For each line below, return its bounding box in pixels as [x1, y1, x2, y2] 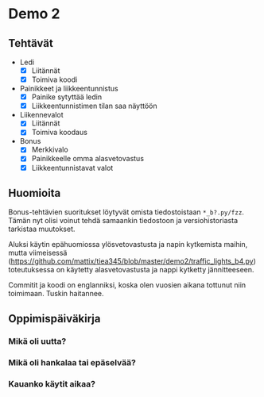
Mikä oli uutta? [8, 335, 67, 346]
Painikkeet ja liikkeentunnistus [19, 84, 118, 94]
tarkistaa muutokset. [8, 224, 76, 234]
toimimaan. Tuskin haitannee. [8, 289, 105, 299]
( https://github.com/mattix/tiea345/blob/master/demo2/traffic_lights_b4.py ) [8, 256, 257, 266]
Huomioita [8, 186, 61, 199]
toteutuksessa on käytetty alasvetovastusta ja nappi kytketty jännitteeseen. [8, 265, 254, 275]
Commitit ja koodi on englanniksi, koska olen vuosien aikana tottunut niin [8, 280, 247, 290]
